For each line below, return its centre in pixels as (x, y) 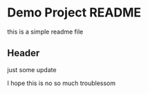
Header (24, 53)
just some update (32, 69)
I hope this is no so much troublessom (62, 83)
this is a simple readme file (45, 32)
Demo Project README (74, 13)
